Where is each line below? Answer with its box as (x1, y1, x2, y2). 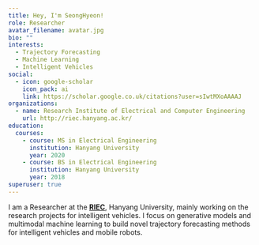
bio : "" (8, 33, 34, 42)
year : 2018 (28, 173, 66, 182)
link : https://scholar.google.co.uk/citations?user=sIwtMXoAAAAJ (22, 92, 242, 100)
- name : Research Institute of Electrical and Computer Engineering (15, 107, 246, 115)
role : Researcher (8, 19, 66, 27)
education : (8, 122, 44, 130)
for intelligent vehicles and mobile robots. (8, 227, 143, 237)
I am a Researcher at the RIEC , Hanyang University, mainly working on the (8, 202, 249, 212)
